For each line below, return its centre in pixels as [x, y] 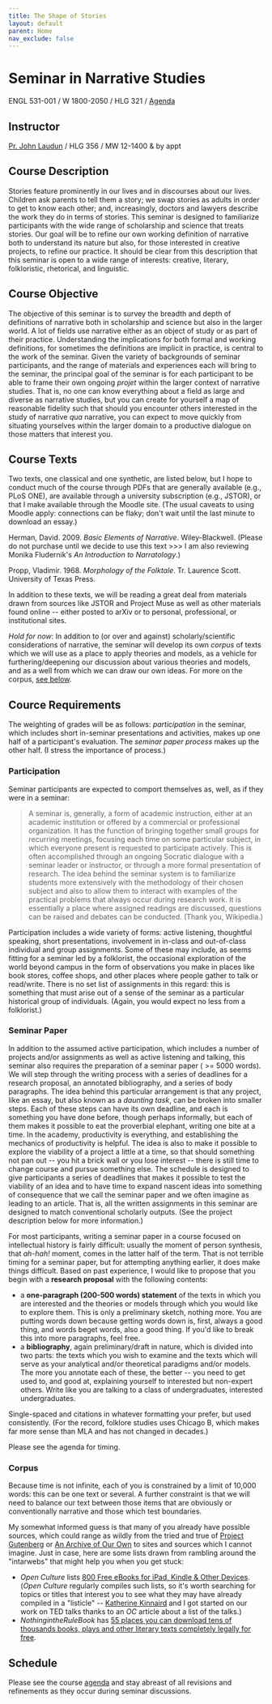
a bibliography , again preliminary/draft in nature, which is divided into [136, 1347]
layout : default [36, 23]
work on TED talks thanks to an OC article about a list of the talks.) [131, 1612]
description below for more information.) [76, 1220]
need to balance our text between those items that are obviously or [120, 1503]
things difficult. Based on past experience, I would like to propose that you [132, 1271]
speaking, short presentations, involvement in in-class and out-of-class [127, 941]
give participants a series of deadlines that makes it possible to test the [127, 1177]
